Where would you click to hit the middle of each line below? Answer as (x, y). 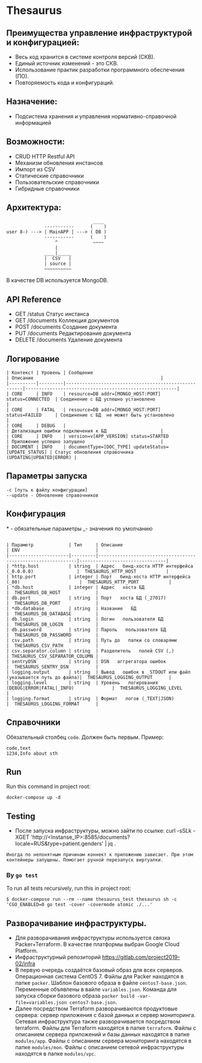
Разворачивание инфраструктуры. (77, 923)
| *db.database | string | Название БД (71, 608)
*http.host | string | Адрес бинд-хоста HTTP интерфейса (103, 566)
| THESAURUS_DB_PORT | (52, 603)
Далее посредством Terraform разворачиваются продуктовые (96, 1008)
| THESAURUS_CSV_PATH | (52, 646)
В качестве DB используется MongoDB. (57, 280)
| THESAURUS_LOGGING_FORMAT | (52, 704)
